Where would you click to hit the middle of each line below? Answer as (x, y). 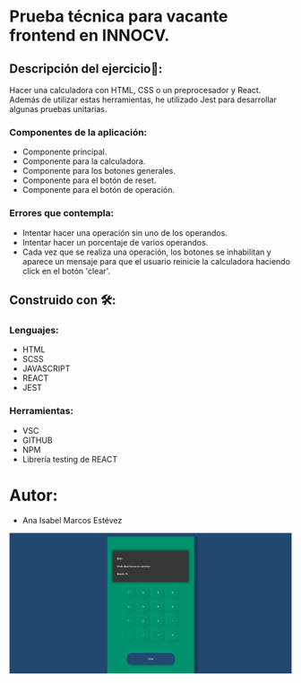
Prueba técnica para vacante (119, 17)
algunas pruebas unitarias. (58, 109)
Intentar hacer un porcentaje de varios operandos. (115, 242)
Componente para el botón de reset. (89, 180)
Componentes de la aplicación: (78, 132)
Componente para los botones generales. (99, 171)
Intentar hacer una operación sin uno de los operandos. (125, 233)
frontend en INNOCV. (90, 35)
